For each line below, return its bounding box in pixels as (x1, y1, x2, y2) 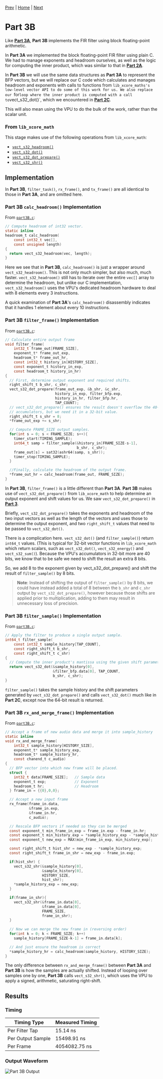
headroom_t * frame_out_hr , (14, 355, 68, 360)
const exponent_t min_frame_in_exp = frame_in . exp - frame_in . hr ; (9, 828, 147, 833)
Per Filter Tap (7, 1027, 38, 1034)
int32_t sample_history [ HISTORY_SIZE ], (14, 743, 95, 748)
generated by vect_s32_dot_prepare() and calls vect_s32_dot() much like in (5, 692, 157, 697)
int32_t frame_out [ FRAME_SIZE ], (14, 346, 79, 351)
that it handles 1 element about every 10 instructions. (5, 305, 110, 311)
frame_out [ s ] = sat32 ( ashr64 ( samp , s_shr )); (14, 449, 105, 455)
